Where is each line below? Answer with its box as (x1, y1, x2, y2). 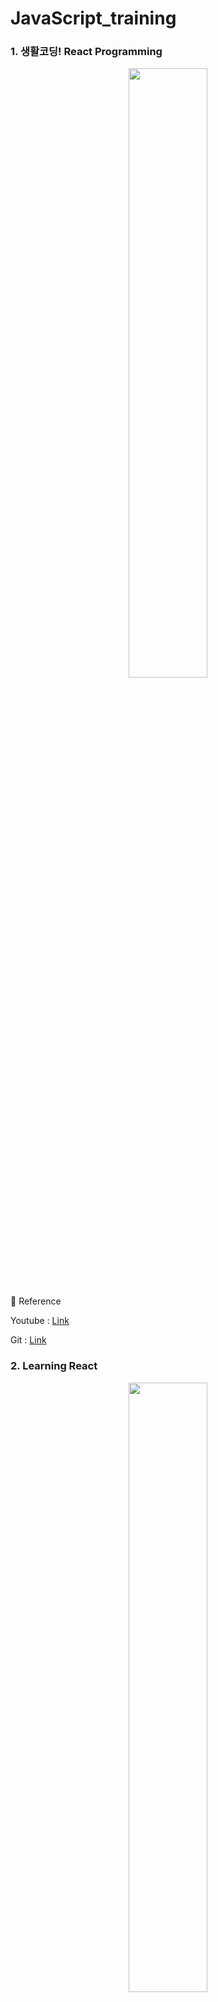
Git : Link (10, 1334, 47, 1346)
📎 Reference (10, 1295, 62, 1307)
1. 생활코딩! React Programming (10, 45, 163, 59)
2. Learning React (10, 1359, 98, 1373)
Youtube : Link (10, 1315, 70, 1327)
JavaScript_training (10, 7, 177, 30)
